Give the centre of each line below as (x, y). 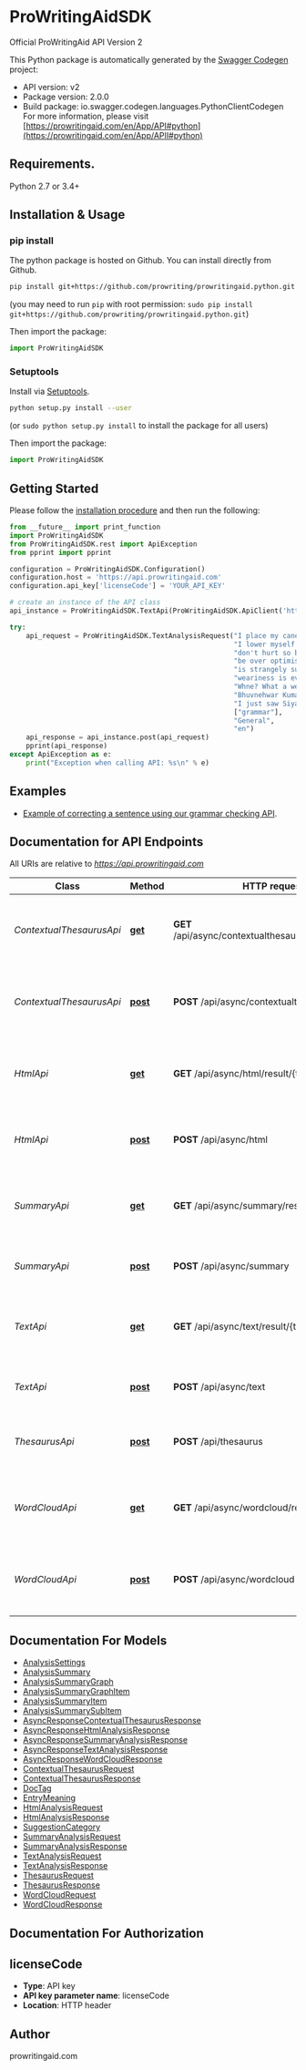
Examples (38, 792)
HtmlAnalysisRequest (62, 1807)
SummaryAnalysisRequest (71, 1837)
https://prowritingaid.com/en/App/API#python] (113, 126)
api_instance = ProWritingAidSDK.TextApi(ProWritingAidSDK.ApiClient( (146, 611)
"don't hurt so (262, 653)
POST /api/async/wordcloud (234, 1580)
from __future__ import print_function (85, 527)
